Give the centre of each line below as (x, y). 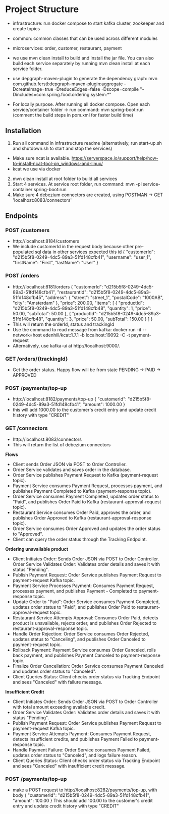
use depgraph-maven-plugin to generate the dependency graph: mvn (85, 78)
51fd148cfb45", (28, 297)
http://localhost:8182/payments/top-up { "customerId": (70, 399)
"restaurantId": (73, 292)
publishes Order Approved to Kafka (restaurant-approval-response (82, 517)
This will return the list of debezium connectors (62, 444)
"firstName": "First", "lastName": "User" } (55, 263)
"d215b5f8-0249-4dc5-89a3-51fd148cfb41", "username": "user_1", (82, 257)
